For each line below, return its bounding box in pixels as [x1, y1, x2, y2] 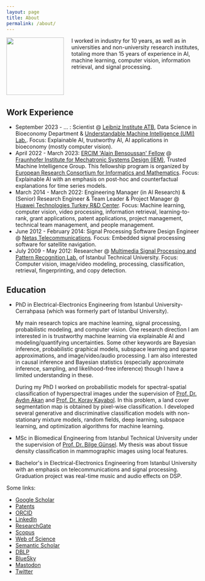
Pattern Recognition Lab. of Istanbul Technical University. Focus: [15, 254, 179, 261]
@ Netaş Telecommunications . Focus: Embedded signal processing [15, 234, 185, 242]
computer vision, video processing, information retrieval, [15, 208, 158, 215]
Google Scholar [15, 496, 55, 503]
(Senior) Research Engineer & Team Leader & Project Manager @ [15, 195, 179, 202]
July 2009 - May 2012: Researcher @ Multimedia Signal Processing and [15, 247, 197, 255]
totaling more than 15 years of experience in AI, [71, 50, 191, 58]
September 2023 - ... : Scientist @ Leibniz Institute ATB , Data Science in [15, 123, 197, 131]
